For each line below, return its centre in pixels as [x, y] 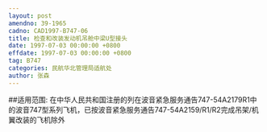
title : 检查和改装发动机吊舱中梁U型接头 [68, 38]
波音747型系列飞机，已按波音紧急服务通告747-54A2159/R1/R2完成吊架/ [133, 109]
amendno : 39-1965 [38, 23]
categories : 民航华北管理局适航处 [60, 68]
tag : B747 [25, 61]
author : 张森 [29, 76]
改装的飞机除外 [40, 120]
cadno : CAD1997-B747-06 [48, 31]
